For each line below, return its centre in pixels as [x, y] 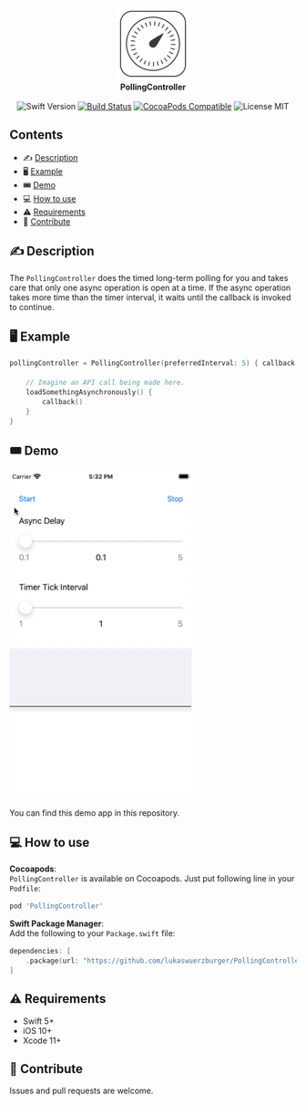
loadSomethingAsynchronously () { [89, 392]
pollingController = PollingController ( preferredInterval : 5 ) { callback [153, 363]
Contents [36, 135]
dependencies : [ [40, 952]
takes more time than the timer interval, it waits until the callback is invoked [150, 297]
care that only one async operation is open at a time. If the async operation [150, 287]
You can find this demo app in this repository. [95, 813]
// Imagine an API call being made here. [105, 383]
